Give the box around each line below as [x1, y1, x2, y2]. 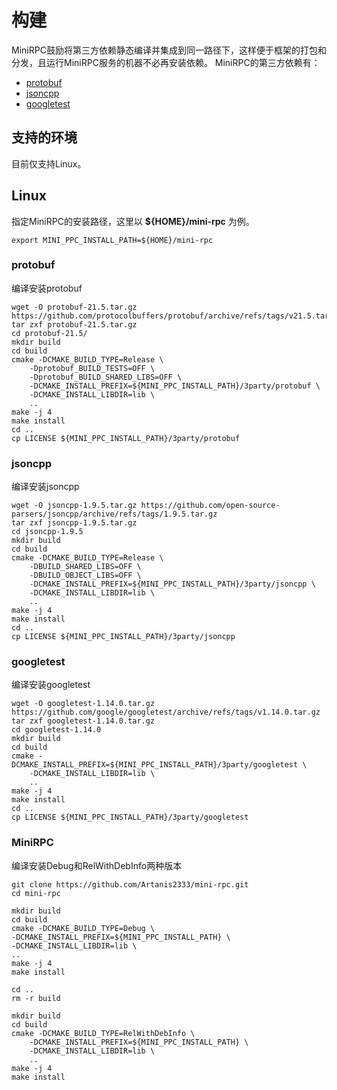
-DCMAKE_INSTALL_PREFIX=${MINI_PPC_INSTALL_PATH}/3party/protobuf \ [29, 381, 321, 391]
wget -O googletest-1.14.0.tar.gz [11, 699, 156, 709]
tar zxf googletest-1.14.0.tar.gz [11, 716, 156, 726]
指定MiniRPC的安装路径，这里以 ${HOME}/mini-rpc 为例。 [11, 215, 255, 227]
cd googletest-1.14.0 [11, 725, 102, 735]
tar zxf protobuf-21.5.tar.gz [11, 319, 138, 330]
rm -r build [11, 993, 61, 1003]
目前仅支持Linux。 [11, 157, 87, 170]
